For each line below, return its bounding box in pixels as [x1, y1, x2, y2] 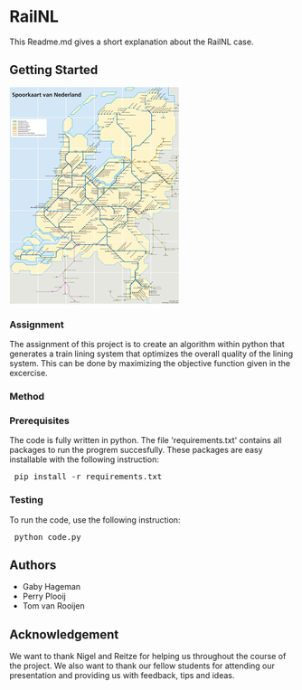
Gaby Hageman [22, 581, 81, 592]
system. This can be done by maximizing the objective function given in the [9, 358, 291, 369]
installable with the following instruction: [9, 454, 160, 465]
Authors [9, 557, 57, 572]
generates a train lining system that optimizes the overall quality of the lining [9, 348, 294, 359]
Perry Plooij [22, 591, 66, 602]
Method [9, 390, 45, 402]
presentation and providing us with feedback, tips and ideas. [9, 670, 235, 681]
